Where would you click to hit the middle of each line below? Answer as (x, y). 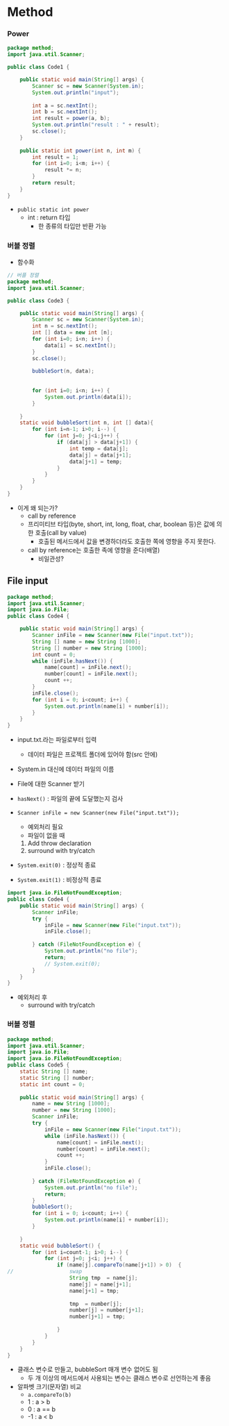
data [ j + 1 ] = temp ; (96, 461)
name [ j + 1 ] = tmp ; (94, 1291)
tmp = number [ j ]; (96, 1304)
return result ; (54, 183)
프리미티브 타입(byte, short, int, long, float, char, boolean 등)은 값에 (121, 524)
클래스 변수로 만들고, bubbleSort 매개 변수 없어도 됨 (87, 1369)
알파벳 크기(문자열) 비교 (49, 1387)
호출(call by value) (61, 532)
